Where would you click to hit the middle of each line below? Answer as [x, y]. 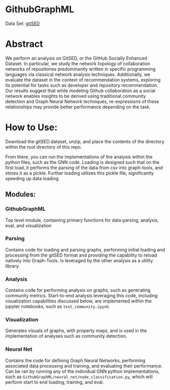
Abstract [24, 44]
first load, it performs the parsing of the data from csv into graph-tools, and [84, 168]
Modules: [21, 194]
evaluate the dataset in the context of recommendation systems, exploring [83, 79]
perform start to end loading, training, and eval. [55, 382]
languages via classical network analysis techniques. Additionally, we [78, 74]
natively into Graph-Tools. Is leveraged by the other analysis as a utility [79, 260]
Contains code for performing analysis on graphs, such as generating [78, 290]
